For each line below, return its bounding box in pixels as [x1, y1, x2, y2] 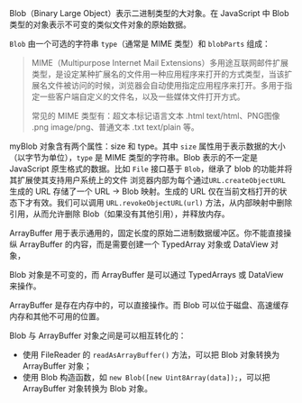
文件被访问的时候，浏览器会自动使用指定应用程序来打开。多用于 [47, 80, 285, 90]
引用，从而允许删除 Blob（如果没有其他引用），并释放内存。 [9, 208, 230, 219]
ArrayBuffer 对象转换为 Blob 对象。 [22, 383, 153, 394]
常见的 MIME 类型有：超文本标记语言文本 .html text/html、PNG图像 [31, 111, 280, 121]
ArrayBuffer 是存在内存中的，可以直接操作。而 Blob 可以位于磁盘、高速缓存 [9, 300, 289, 310]
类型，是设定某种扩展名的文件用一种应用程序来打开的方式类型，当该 [31, 69, 285, 79]
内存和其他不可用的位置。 [9, 311, 105, 322]
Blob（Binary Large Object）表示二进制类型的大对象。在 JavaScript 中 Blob [9, 8, 289, 18]
